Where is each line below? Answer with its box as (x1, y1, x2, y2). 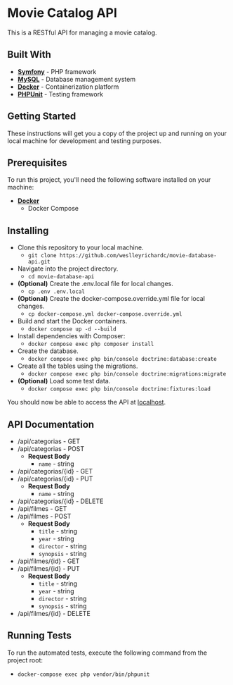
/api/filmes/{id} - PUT (17, 564, 81, 572)
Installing (7, 224, 49, 237)
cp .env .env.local (27, 288, 86, 295)
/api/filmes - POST (17, 512, 72, 520)
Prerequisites (7, 156, 67, 168)
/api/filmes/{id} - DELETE (17, 610, 91, 617)
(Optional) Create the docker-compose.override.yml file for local (17, 295, 206, 303)
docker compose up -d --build (27, 326, 117, 333)
